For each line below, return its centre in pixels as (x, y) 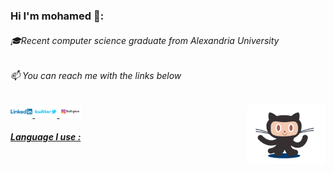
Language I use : (46, 137)
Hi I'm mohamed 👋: (57, 16)
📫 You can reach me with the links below (96, 76)
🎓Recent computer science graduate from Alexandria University (145, 40)
